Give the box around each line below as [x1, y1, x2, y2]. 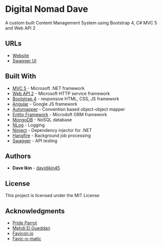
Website [12, 52, 30, 58]
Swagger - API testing [12, 137, 58, 144]
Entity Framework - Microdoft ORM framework [12, 111, 108, 117]
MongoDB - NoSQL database [12, 117, 72, 123]
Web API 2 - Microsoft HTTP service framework [12, 90, 110, 96]
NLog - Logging [12, 122, 45, 128]
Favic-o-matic [12, 236, 41, 242]
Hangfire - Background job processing [12, 132, 91, 138]
